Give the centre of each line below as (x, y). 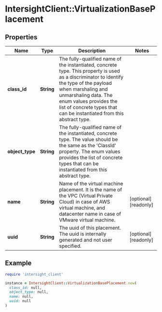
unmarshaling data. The (86, 95)
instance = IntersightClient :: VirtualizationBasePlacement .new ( (71, 283)
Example (18, 263)
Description (92, 51)
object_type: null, (29, 292)
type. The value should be (88, 139)
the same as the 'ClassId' (88, 145)
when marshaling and (83, 89)
